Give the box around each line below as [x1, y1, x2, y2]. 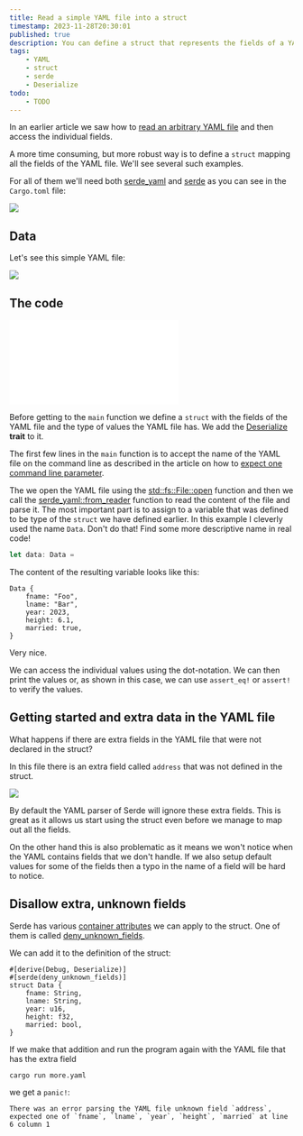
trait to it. [9, 431, 44, 442]
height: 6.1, [25, 615, 75, 625]
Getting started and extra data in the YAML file [9, 710, 276, 726]
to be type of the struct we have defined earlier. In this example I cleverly [9, 514, 284, 524]
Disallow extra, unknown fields [9, 896, 187, 912]
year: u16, [25, 1004, 67, 1013]
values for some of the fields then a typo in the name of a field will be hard [9, 860, 286, 871]
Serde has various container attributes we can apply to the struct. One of [9, 921, 280, 931]
